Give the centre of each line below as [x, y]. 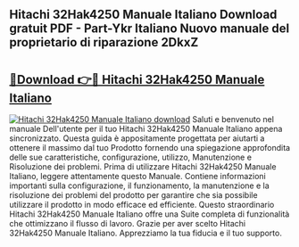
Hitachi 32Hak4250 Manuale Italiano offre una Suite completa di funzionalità [149, 214]
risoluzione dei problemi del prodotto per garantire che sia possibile [133, 195]
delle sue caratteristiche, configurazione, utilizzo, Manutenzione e [131, 157]
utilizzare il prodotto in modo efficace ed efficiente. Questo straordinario [142, 205]
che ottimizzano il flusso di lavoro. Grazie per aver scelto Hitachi [128, 223]
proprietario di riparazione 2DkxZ [104, 42]
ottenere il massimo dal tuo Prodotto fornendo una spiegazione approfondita [150, 148]
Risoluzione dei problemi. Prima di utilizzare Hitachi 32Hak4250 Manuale [143, 167]
